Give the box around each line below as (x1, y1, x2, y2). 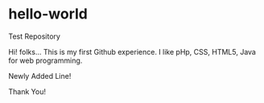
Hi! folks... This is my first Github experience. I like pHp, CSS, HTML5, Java (8, 47, 256, 56)
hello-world (8, 5, 89, 23)
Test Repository (8, 31, 60, 41)
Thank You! (8, 86, 47, 97)
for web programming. (8, 56, 83, 65)
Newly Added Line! (8, 71, 72, 80)
